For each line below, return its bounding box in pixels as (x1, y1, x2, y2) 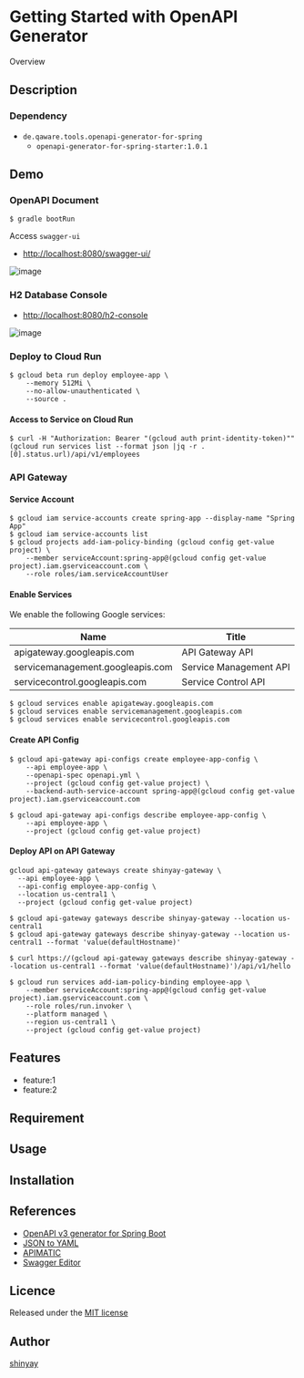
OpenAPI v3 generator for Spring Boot (22, 1228, 167, 1238)
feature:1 (22, 1074, 56, 1085)
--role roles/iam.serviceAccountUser (25, 570, 169, 579)
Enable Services (9, 588, 73, 599)
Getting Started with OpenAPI (9, 6, 238, 27)
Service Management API (181, 661, 291, 674)
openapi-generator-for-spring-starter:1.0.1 (35, 141, 208, 151)
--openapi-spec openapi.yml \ (25, 771, 141, 780)
